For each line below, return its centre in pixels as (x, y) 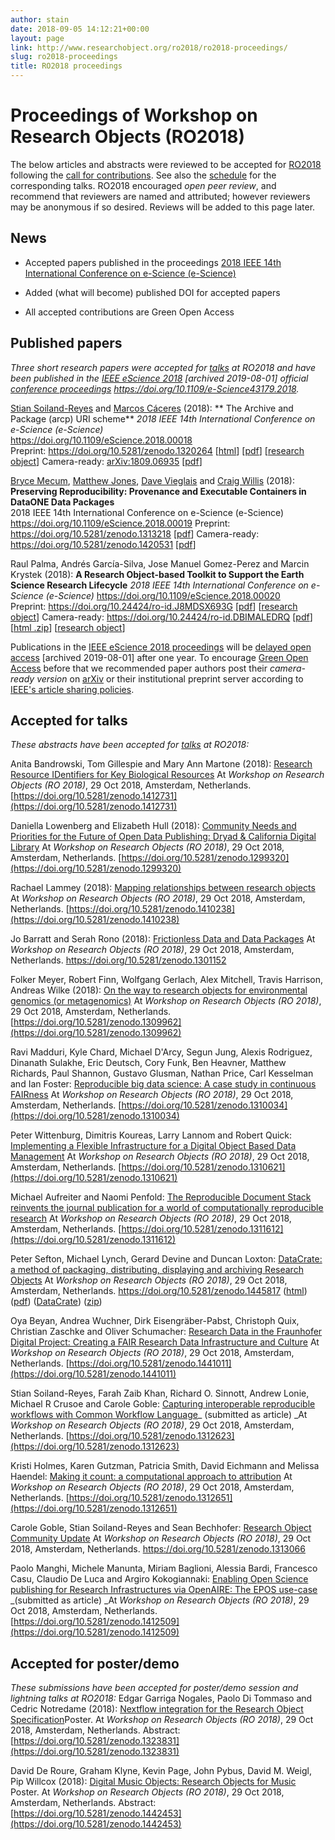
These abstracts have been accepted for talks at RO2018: (130, 745)
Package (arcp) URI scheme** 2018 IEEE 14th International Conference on (163, 418)
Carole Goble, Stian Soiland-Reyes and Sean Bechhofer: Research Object (161, 1528)
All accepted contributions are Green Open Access (129, 312)
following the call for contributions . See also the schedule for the (143, 175)
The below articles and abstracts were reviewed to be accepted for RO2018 (166, 164)
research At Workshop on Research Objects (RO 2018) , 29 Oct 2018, (151, 1218)
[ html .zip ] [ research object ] (68, 627)
